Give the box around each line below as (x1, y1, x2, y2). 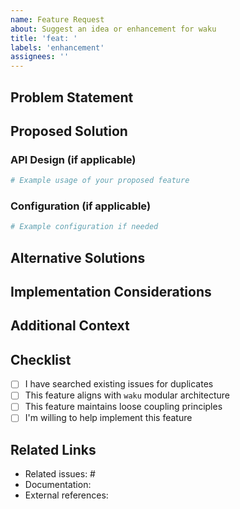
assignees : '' (10, 52, 70, 62)
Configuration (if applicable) (10, 199, 152, 213)
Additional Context (10, 317, 130, 335)
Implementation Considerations (10, 284, 212, 301)
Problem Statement (10, 89, 134, 106)
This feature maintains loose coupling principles (24, 401, 223, 413)
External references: (24, 489, 109, 501)
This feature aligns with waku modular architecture (24, 389, 230, 401)
